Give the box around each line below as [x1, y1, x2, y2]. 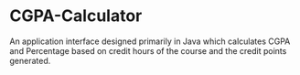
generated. [9, 55, 51, 66]
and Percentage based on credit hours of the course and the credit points [9, 45, 287, 56]
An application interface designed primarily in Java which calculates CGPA [9, 36, 291, 47]
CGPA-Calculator [9, 5, 143, 27]
